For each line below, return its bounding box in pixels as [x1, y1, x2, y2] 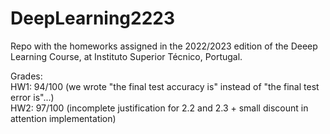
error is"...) [10, 91, 55, 103]
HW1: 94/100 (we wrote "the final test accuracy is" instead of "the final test [10, 80, 320, 92]
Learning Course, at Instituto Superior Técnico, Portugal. [10, 50, 243, 62]
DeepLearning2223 [10, 7, 176, 30]
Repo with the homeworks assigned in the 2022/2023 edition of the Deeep [10, 40, 318, 52]
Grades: [10, 70, 43, 82]
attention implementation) [10, 112, 117, 124]
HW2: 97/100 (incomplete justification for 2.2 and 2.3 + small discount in [10, 102, 309, 114]
